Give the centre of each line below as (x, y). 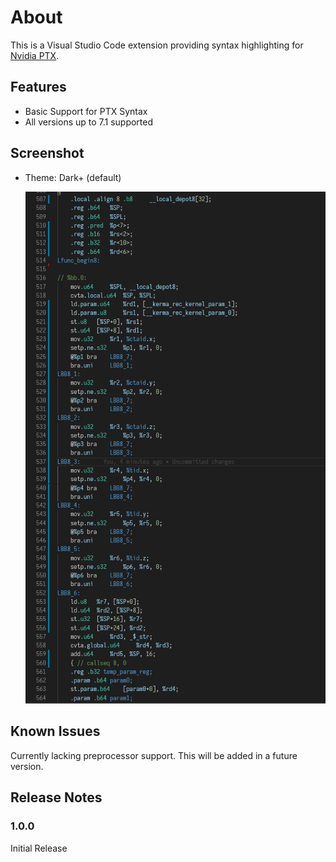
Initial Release (39, 848)
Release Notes (56, 797)
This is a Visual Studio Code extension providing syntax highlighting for (157, 45)
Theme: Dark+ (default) (73, 177)
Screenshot (47, 153)
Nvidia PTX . (35, 55)
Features (38, 87)
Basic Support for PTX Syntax (86, 111)
